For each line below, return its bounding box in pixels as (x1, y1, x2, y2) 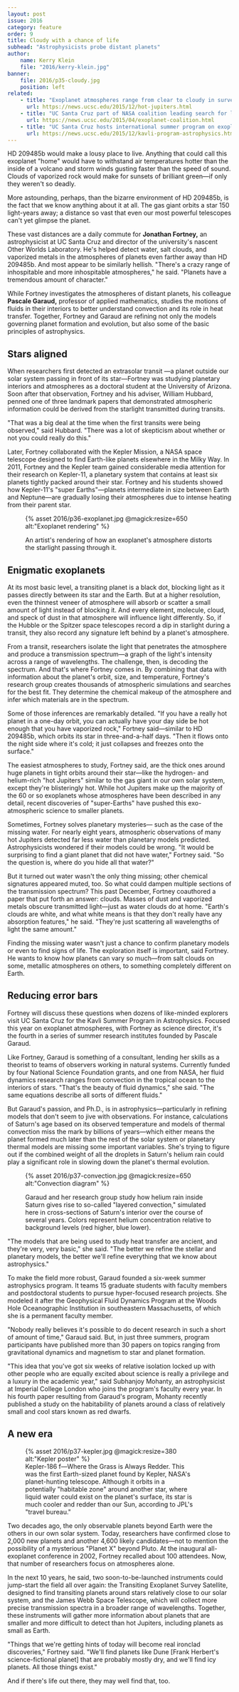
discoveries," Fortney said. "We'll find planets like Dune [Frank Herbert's (7, 1647, 219, 1656)
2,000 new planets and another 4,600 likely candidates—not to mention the (7, 1536, 229, 1545)
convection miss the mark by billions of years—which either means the (7, 1127, 215, 1136)
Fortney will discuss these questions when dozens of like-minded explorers (7, 1009, 229, 1017)
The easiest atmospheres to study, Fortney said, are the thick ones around (7, 761, 225, 769)
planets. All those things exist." (7, 1663, 97, 1671)
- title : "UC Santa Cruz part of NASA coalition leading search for (20, 110, 228, 117)
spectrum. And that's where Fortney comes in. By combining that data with (7, 665, 227, 673)
